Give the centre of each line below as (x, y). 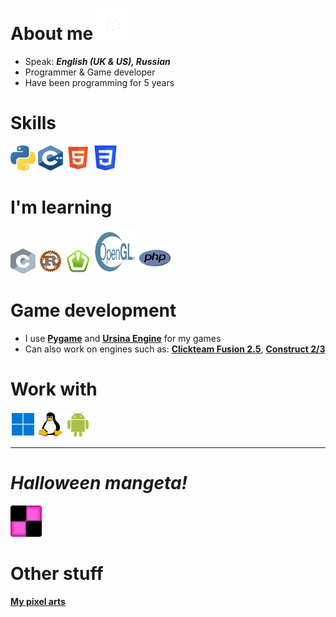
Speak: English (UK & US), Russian (97, 61)
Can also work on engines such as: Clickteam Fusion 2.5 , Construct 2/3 (175, 349)
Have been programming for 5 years (99, 82)
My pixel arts (38, 601)
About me (52, 34)
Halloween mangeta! (99, 482)
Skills (33, 123)
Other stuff (57, 573)
